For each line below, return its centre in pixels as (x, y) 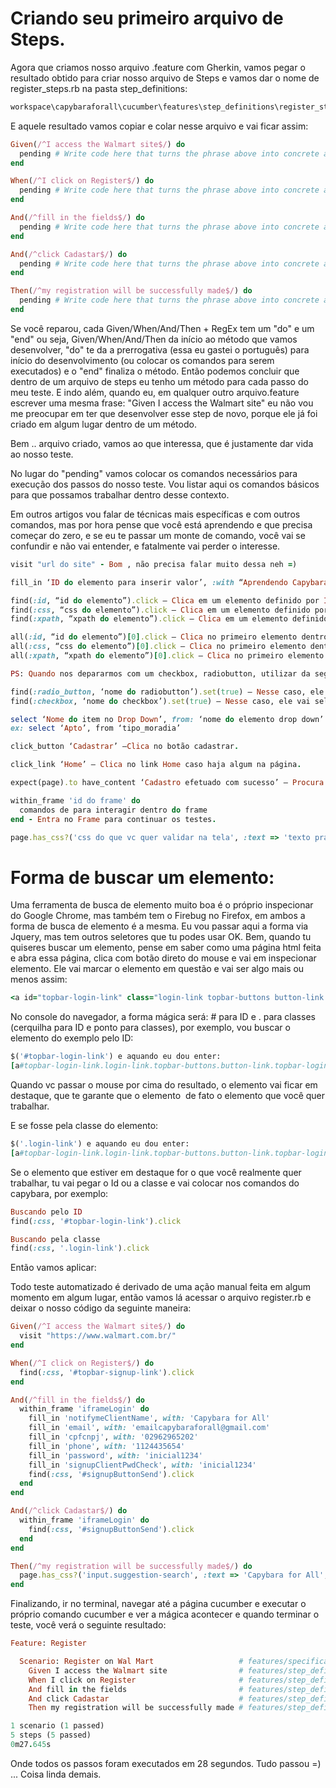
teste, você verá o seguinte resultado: (88, 1625)
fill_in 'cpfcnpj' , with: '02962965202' (113, 1437)
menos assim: (39, 979)
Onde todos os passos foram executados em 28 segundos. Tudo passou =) (166, 1763)
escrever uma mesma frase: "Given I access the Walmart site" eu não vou (162, 403)
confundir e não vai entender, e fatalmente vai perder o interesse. (145, 546)
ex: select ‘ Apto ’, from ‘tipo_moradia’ (96, 728)
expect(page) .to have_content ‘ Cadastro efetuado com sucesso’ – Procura (167, 783)
